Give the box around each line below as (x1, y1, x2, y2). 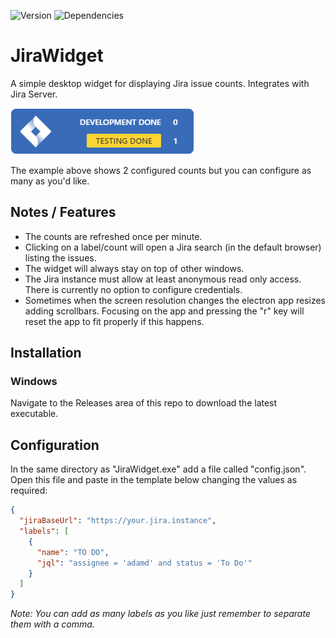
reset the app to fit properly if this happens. (24, 315, 205, 327)
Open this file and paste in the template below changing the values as (10, 474, 298, 486)
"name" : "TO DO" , (36, 547, 110, 557)
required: (10, 485, 48, 497)
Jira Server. (10, 88, 58, 100)
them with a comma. (10, 618, 95, 630)
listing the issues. (24, 251, 97, 264)
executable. (10, 408, 59, 420)
